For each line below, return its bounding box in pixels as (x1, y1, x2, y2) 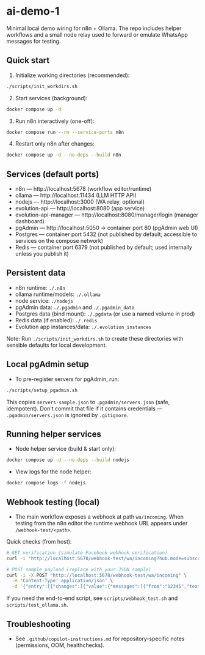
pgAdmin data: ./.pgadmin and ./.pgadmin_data (15, 303, 135, 311)
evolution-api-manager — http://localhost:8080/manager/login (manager (15, 211, 199, 218)
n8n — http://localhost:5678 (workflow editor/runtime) (15, 185, 152, 193)
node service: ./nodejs (15, 297, 73, 304)
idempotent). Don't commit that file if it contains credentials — (6, 405, 163, 412)
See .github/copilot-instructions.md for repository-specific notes (15, 635, 185, 642)
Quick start (6, 55, 50, 65)
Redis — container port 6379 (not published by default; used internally (15, 243, 192, 251)
